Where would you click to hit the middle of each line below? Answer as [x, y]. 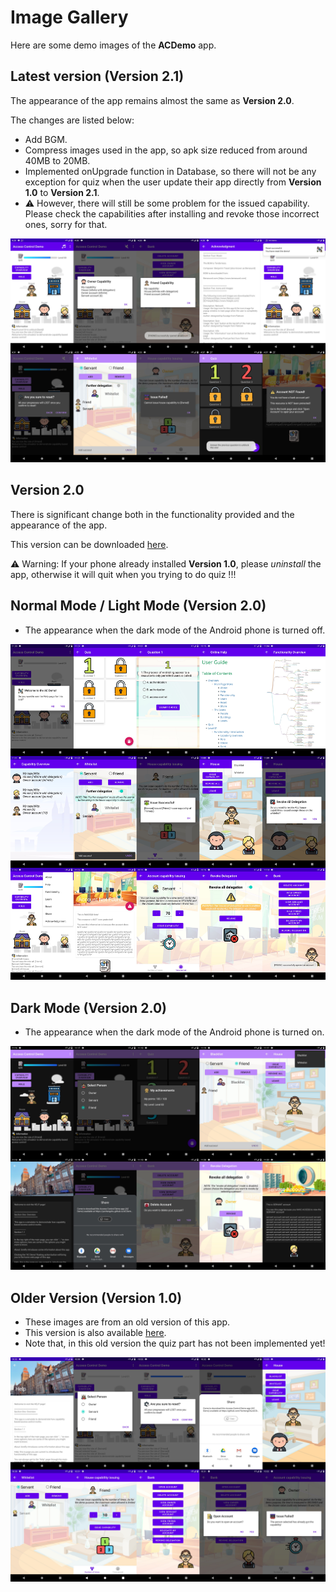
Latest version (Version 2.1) [97, 76]
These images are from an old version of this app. [127, 1322]
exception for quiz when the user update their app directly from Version [173, 182]
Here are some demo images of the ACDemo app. [113, 45]
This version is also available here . [95, 1333]
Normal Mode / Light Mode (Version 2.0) [138, 606]
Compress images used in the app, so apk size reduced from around [166, 150]
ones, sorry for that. [66, 224]
